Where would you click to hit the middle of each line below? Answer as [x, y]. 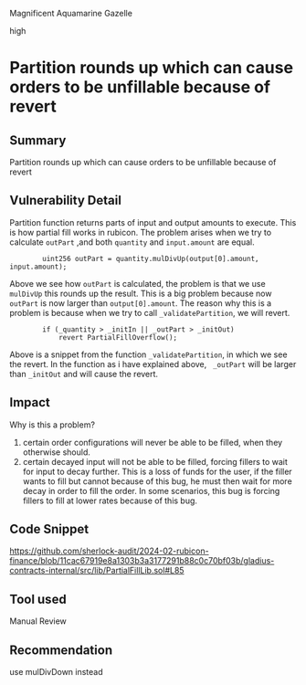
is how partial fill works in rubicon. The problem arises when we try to [141, 232]
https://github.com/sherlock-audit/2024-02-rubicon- [109, 551]
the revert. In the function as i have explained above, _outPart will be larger [153, 364]
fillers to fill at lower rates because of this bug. [110, 501]
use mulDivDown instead [56, 672]
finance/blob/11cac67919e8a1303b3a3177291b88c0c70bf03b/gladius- [142, 561]
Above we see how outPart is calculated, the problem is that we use [138, 283]
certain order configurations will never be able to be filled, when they [153, 442]
